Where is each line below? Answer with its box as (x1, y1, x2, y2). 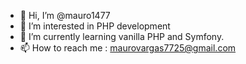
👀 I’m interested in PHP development (19, 20, 171, 32)
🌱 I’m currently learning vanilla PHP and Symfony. (19, 31, 225, 42)
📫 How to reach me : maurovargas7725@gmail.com (19, 42, 237, 54)
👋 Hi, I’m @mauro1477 (19, 10, 111, 21)
